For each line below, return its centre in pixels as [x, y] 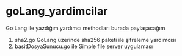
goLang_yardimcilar [57, 11]
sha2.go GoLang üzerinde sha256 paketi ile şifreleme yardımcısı [95, 40]
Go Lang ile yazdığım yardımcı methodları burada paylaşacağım [86, 28]
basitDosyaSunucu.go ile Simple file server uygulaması [84, 46]
